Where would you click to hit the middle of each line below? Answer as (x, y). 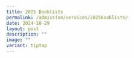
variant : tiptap (27, 46)
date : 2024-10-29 (28, 23)
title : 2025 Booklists (35, 12)
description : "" (27, 34)
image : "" (19, 40)
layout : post (23, 29)
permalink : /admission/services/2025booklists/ (67, 18)
